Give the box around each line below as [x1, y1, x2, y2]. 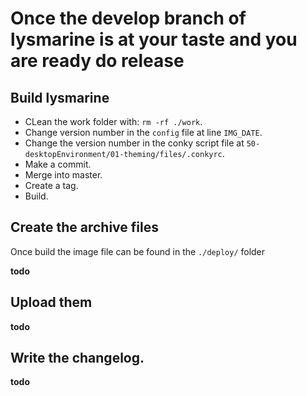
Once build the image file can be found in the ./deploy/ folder [10, 245, 266, 257]
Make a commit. [24, 158, 92, 170]
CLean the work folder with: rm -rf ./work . [24, 116, 203, 127]
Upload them [10, 294, 93, 311]
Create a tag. [24, 180, 79, 191]
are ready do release [10, 50, 185, 72]
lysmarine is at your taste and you [10, 28, 298, 51]
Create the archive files [10, 219, 159, 236]
